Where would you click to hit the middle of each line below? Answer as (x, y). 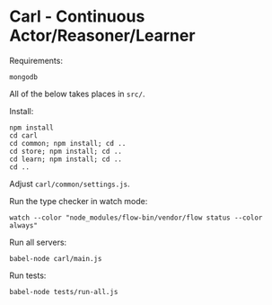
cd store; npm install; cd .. (66, 151)
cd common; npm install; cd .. (68, 143)
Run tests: (28, 275)
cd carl (24, 135)
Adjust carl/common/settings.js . (70, 184)
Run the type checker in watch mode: (79, 201)
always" (24, 225)
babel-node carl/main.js (56, 258)
